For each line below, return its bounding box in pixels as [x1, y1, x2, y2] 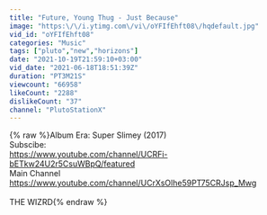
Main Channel [9, 168, 61, 179]
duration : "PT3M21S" [9, 72, 87, 81]
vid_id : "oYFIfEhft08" [9, 30, 94, 39]
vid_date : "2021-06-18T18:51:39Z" [9, 64, 139, 73]
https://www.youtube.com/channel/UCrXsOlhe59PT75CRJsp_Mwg [9, 177, 257, 189]
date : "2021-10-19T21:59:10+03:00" [9, 55, 143, 64]
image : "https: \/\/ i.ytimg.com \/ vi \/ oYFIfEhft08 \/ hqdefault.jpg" [9, 22, 259, 31]
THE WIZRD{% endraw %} [9, 197, 108, 208]
